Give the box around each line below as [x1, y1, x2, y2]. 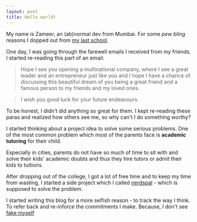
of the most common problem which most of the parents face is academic [6, 131, 186, 138]
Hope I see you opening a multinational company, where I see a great [20, 65, 189, 72]
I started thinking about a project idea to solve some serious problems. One [6, 125, 189, 132]
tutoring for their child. [6, 137, 62, 144]
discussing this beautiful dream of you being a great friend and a [20, 78, 178, 85]
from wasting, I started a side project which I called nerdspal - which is [6, 179, 178, 186]
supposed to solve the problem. [6, 185, 84, 192]
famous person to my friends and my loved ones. [20, 84, 140, 91]
